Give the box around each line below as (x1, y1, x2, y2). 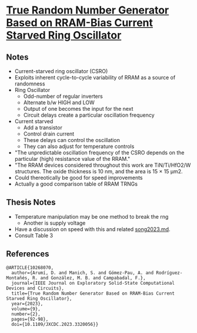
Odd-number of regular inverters (23, 93, 103, 100)
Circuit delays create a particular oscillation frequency (23, 111, 155, 118)
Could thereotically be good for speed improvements (14, 174, 143, 181)
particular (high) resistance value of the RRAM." (14, 156, 131, 162)
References (6, 249, 49, 259)
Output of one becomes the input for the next (23, 105, 133, 112)
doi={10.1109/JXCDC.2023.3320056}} (11, 321, 99, 327)
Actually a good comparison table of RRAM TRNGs (14, 180, 138, 187)
